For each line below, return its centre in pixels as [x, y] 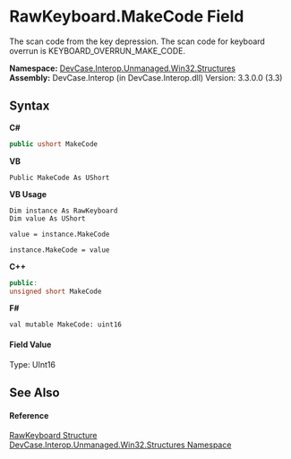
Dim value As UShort [48, 218]
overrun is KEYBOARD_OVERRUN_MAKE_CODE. [98, 50]
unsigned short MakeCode [56, 291]
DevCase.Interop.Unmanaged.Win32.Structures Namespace [120, 445]
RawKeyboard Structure [53, 436]
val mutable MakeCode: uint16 [66, 325]
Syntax [30, 106]
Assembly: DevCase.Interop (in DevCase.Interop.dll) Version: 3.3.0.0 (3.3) [146, 77]
